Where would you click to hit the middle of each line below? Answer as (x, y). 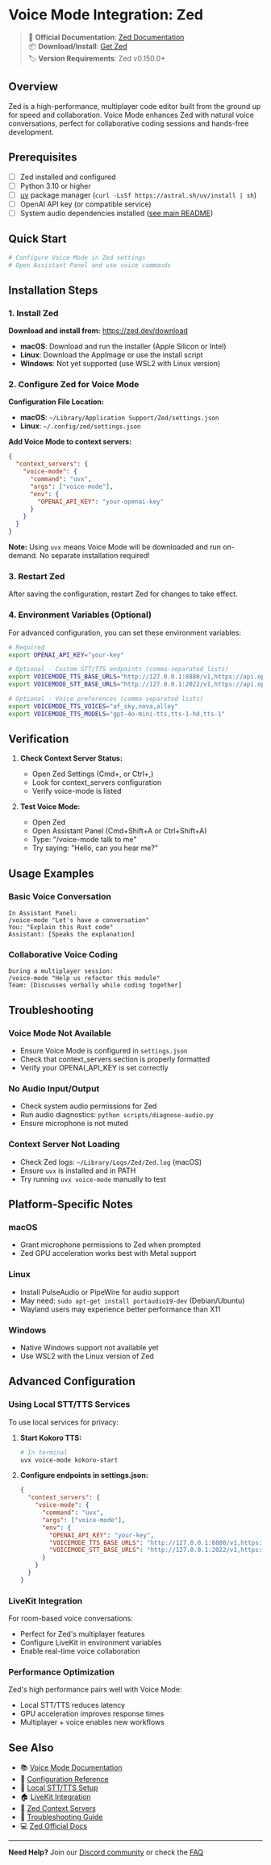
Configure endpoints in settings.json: (84, 1475)
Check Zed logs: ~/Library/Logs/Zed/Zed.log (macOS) (111, 1162)
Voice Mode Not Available (60, 1033)
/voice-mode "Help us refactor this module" (84, 978)
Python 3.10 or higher (55, 186)
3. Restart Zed (37, 576)
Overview (33, 87)
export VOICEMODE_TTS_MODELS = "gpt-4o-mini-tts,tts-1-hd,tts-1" (117, 714)
